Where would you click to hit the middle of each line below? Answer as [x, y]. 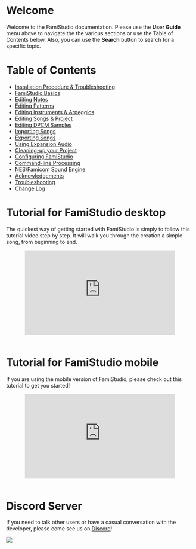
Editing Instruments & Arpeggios [55, 112]
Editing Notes [31, 99]
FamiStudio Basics [38, 93]
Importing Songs [35, 131]
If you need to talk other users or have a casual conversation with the [91, 522]
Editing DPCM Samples [43, 125]
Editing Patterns [35, 106]
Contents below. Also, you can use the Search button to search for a [90, 39]
